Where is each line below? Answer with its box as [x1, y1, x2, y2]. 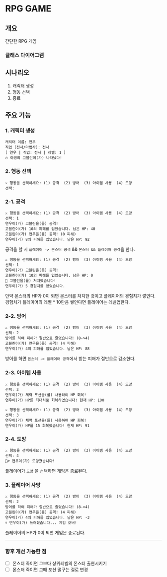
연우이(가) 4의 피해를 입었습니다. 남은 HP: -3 [5, 515, 90, 520]
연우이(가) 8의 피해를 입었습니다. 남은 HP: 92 [5, 237, 90, 242]
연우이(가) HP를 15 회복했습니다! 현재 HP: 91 [5, 423, 90, 428]
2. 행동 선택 [5, 168, 31, 175]
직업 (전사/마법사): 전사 [5, 145, 50, 150]
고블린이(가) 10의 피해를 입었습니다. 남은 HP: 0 [5, 273, 93, 278]
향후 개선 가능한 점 [5, 548, 47, 555]
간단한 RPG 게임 [5, 38, 37, 44]
